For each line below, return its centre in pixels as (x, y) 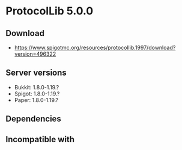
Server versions (36, 73)
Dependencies (33, 119)
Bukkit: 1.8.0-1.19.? (37, 87)
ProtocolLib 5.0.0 (50, 11)
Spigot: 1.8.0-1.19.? (37, 94)
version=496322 (35, 54)
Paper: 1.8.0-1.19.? (36, 100)
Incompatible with (40, 139)
